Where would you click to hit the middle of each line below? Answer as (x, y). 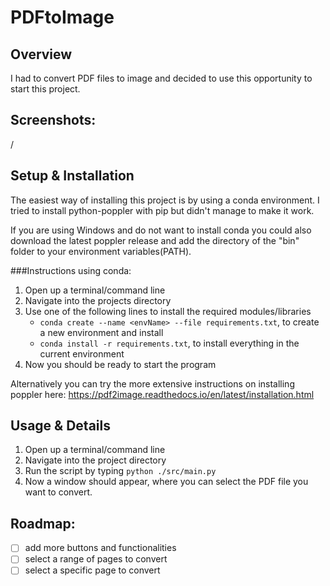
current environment (82, 353)
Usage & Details (60, 426)
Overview (41, 54)
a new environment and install (101, 332)
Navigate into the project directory (95, 460)
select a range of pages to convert (96, 559)
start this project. (45, 89)
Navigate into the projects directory (98, 300)
